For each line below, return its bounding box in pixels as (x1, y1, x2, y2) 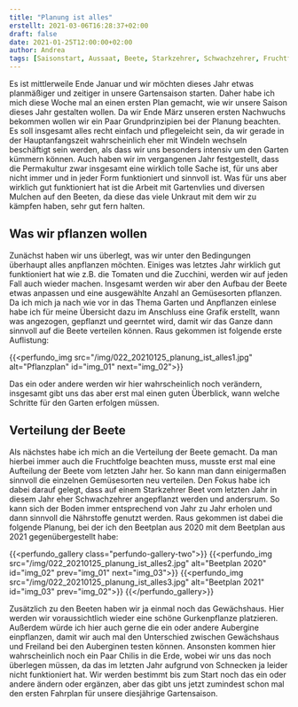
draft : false (9, 29, 58, 38)
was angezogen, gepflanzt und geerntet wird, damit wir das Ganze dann (9, 315, 273, 326)
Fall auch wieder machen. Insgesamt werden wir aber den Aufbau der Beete (9, 278, 287, 289)
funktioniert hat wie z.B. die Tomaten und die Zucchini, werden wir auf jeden (9, 268, 288, 279)
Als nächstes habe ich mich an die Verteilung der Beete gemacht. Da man (9, 447, 278, 457)
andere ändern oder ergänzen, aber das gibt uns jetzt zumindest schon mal (9, 679, 286, 689)
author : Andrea (9, 46, 66, 55)
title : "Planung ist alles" (9, 12, 114, 22)
